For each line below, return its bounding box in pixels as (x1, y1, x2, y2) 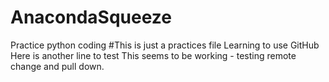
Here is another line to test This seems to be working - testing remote (10, 49, 297, 61)
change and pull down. (10, 60, 105, 72)
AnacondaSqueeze (10, 6, 172, 29)
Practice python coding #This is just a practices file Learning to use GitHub (10, 39, 320, 51)
